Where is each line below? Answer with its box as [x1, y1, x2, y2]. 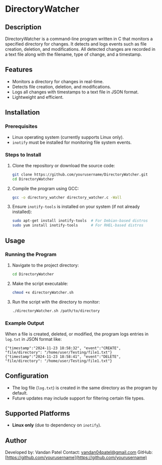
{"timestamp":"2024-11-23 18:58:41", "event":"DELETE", [5, 354, 121, 359]
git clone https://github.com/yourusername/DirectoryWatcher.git [12, 172, 148, 177]
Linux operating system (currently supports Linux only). [12, 134, 124, 140]
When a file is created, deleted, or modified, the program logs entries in [5, 331, 149, 337]
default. [12, 390, 28, 396]
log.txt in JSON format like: [5, 336, 62, 342]
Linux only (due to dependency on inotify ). [12, 422, 101, 428]
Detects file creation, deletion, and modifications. [12, 84, 111, 89]
